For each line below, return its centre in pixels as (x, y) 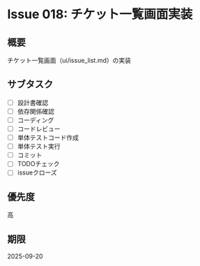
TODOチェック (38, 164)
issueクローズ (37, 172)
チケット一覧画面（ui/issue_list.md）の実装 (69, 60)
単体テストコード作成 (48, 138)
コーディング (36, 120)
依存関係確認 (36, 111)
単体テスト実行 (39, 147)
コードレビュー (39, 129)
